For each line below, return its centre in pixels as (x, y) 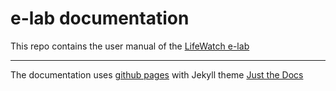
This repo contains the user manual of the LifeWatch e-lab (130, 46)
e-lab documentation (100, 18)
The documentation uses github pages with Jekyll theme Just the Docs (157, 74)
